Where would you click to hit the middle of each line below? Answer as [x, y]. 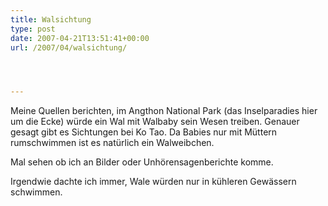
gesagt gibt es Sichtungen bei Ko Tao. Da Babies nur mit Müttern [144, 132]
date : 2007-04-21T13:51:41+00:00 [80, 38]
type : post [33, 29]
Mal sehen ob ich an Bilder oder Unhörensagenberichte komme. [142, 162]
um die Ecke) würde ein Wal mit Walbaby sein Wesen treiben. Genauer [155, 122]
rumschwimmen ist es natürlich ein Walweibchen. [112, 143]
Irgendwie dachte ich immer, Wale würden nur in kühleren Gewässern [153, 182]
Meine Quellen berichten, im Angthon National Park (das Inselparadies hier [164, 111]
